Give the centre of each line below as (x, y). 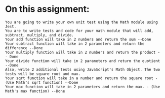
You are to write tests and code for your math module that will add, (79, 31)
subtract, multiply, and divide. (40, 35)
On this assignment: (47, 9)
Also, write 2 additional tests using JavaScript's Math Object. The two (83, 69)
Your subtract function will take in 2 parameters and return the (75, 44)
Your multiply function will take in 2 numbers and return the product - (83, 52)
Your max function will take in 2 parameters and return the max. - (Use (83, 87)
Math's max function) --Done (35, 91)
